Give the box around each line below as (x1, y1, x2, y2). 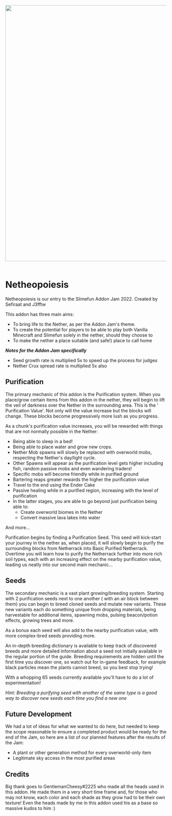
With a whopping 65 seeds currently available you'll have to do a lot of (5, 674, 154, 680)
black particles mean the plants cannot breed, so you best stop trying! (5, 664, 154, 671)
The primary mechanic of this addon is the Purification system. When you (5, 391, 161, 397)
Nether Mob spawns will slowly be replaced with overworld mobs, (12, 449, 152, 455)
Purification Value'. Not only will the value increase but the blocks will (5, 407, 152, 413)
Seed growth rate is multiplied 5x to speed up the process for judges (12, 357, 158, 363)
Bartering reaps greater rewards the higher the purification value (12, 476, 149, 483)
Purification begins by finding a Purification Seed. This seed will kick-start (5, 534, 161, 540)
